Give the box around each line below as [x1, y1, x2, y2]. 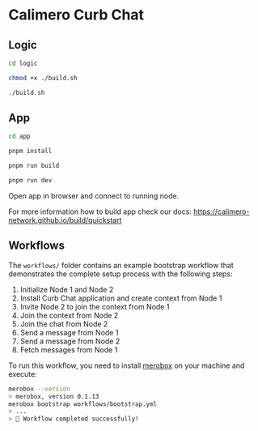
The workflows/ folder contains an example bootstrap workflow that [8, 260, 234, 270]
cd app [8, 132, 31, 141]
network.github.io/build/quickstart [8, 215, 122, 224]
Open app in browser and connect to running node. [8, 190, 180, 200]
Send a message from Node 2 [19, 336, 121, 346]
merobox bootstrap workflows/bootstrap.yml [8, 399, 158, 408]
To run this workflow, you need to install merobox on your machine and [8, 361, 245, 370]
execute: [8, 369, 38, 378]
